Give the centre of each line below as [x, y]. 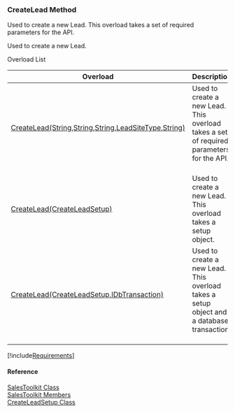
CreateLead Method [42, 10]
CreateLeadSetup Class [41, 402]
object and [209, 312]
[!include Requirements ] [41, 356]
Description [212, 77]
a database [210, 321]
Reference [23, 371]
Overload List [27, 59]
